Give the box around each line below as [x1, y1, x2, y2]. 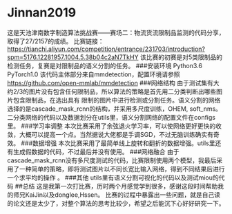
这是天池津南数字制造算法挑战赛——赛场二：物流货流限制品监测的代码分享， [7, 28, 225, 36]
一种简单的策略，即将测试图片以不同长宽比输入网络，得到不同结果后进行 [19, 164, 225, 173]
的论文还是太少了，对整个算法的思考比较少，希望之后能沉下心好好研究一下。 [7, 199, 225, 207]
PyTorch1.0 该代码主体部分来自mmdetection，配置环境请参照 [7, 70, 181, 78]
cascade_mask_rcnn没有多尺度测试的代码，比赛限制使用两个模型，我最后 [7, 156, 217, 164]
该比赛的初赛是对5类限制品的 [139, 53, 223, 61]
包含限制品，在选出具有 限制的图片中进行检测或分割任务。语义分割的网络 [12, 96, 221, 104]
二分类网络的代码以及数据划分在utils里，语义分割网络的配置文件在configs [7, 113, 216, 121]
